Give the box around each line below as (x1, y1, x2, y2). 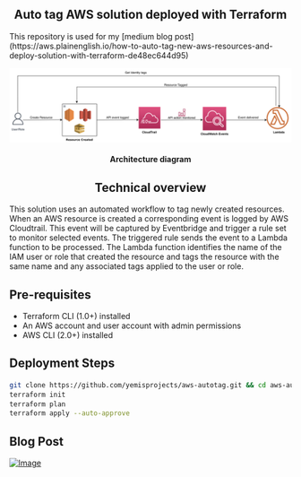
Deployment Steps (9, 356, 115, 371)
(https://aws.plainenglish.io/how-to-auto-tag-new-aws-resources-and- (9, 40, 273, 51)
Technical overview (94, 179, 207, 195)
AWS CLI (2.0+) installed (21, 329, 114, 340)
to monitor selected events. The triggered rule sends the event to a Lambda (9, 232, 288, 243)
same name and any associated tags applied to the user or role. (9, 261, 245, 272)
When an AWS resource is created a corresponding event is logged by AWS (9, 213, 289, 224)
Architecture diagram (109, 154, 192, 165)
